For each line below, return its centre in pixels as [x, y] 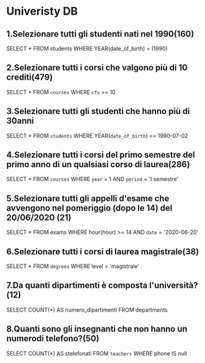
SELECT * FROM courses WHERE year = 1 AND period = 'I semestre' [92, 179]
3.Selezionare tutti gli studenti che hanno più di [98, 111]
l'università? [173, 286]
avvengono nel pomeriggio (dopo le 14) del [89, 208]
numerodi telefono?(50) [53, 339]
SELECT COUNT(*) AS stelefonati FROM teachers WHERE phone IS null [97, 353]
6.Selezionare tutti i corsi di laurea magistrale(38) [103, 251]
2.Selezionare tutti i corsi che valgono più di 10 [97, 68]
